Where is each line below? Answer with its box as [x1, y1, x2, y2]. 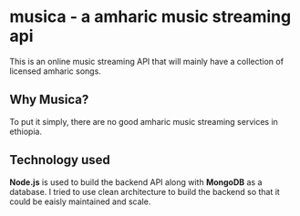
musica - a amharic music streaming [9, 6, 292, 27]
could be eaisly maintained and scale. [9, 196, 151, 207]
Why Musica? [9, 92, 89, 108]
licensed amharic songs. [9, 66, 102, 77]
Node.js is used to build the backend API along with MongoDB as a [9, 176, 263, 188]
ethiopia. [9, 126, 43, 137]
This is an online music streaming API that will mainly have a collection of [9, 56, 284, 67]
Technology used [9, 152, 111, 168]
